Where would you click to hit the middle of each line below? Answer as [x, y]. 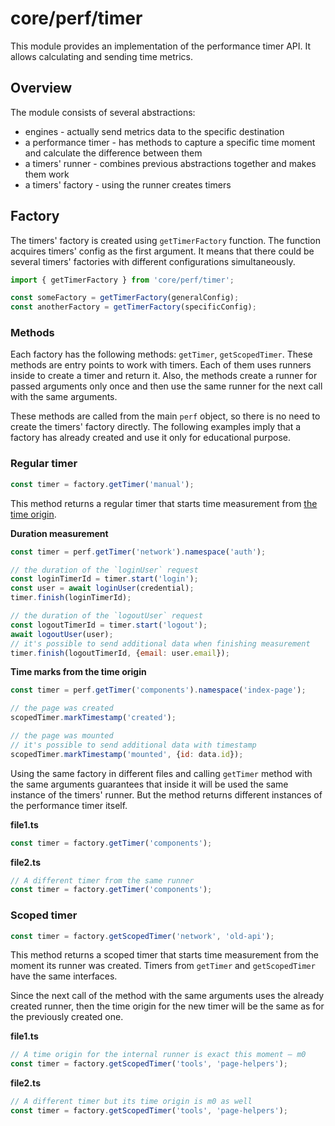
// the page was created [62, 708]
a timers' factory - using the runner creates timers [128, 184]
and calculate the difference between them [113, 153]
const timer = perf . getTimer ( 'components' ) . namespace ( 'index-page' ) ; [158, 690]
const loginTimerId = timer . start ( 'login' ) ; [104, 579]
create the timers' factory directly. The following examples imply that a [156, 427]
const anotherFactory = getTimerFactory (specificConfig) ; [133, 307]
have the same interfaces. [64, 976]
